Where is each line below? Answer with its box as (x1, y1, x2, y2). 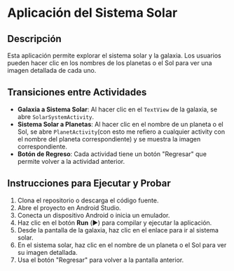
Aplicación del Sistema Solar (7, 5, 178, 21)
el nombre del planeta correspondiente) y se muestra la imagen (17, 134, 201, 143)
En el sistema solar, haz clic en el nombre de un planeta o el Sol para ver (17, 240, 227, 249)
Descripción (7, 33, 62, 45)
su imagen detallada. (17, 248, 78, 256)
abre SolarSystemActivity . (17, 112, 95, 120)
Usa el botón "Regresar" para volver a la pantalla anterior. (17, 256, 184, 264)
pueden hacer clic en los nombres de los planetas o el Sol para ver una (7, 59, 212, 67)
